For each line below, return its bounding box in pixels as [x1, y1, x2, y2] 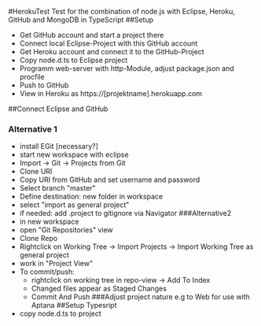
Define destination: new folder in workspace [19, 192, 164, 202]
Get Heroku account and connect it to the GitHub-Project [19, 47, 204, 56]
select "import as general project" [19, 200, 130, 209]
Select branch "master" [19, 183, 96, 193]
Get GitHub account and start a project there [19, 31, 164, 39]
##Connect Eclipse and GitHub [8, 104, 108, 113]
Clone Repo [19, 234, 58, 243]
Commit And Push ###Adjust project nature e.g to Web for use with [31, 292, 250, 302]
